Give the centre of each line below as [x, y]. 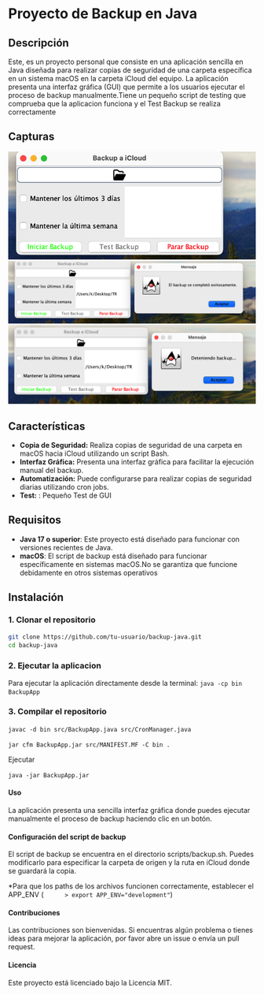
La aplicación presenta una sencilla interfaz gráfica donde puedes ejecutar [129, 811]
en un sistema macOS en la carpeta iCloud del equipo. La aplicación [119, 78]
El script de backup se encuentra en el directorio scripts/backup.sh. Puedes [131, 854]
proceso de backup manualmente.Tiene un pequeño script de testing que [127, 95]
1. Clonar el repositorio [52, 620]
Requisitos [35, 520]
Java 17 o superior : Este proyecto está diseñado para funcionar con [129, 539]
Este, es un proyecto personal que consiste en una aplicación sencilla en [126, 61]
